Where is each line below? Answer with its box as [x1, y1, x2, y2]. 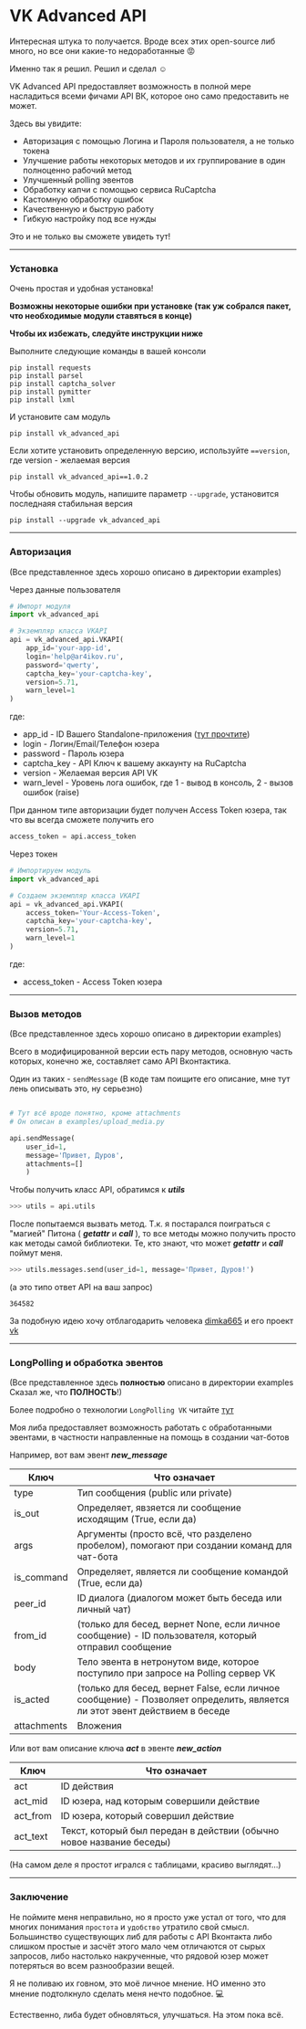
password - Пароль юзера [22, 748, 125, 759]
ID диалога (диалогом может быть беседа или [76, 1592, 282, 1604]
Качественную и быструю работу [22, 203, 155, 215]
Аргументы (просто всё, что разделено [76, 1528, 252, 1540]
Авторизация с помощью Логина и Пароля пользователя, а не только [22, 135, 294, 146]
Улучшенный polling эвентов [22, 174, 134, 185]
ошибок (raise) [22, 787, 80, 798]
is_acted [14, 1693, 50, 1706]
